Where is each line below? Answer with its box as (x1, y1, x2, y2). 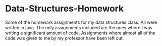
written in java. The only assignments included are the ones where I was (5, 24, 153, 30)
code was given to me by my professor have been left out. (5, 35, 124, 41)
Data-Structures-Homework (5, 3, 124, 14)
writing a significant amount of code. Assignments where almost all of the (5, 30, 156, 36)
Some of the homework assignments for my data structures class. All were (5, 19, 158, 25)
